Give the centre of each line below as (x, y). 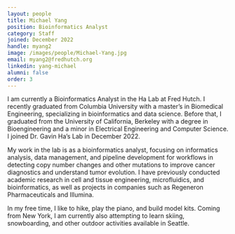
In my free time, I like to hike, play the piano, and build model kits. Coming (114, 209)
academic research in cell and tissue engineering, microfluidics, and (106, 180)
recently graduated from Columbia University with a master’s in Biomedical (115, 107)
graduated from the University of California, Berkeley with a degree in (108, 122)
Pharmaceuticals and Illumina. (51, 195)
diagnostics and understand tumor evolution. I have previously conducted (114, 172)
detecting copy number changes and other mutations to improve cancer (111, 165)
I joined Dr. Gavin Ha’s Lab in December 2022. (74, 136)
